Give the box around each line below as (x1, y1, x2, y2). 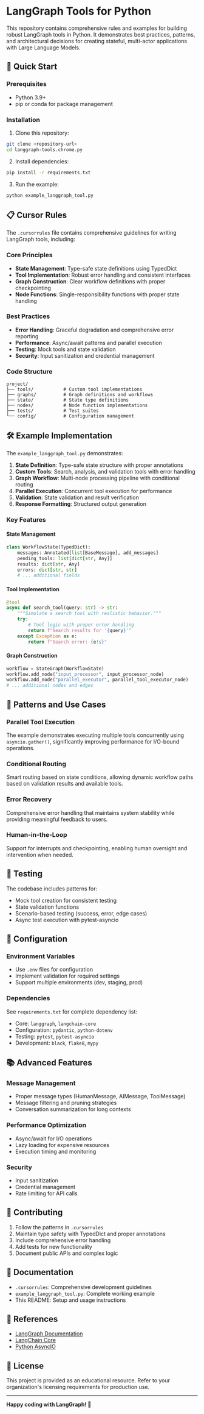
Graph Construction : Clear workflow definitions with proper (15, 277, 166, 285)
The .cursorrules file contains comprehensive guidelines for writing (6, 229, 177, 236)
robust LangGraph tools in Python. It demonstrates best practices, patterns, (6, 30, 195, 38)
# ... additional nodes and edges (6, 683, 94, 689)
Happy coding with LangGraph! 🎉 (6, 1401, 92, 1409)
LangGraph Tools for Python (6, 4, 152, 18)
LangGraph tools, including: (6, 236, 76, 243)
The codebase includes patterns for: (6, 885, 98, 892)
